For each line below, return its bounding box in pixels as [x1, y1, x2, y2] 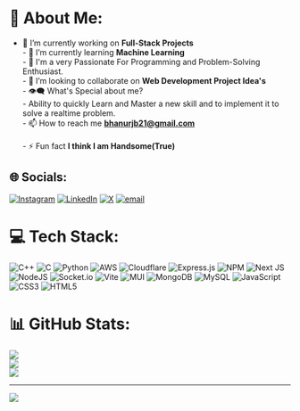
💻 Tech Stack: [9, 226, 120, 246]
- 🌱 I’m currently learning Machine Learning [21, 46, 185, 57]
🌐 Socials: [9, 169, 68, 185]
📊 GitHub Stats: [9, 314, 131, 333]
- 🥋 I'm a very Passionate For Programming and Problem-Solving [21, 56, 261, 67]
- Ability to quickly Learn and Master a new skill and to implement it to [21, 98, 279, 109]
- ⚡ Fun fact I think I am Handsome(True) [21, 140, 176, 151]
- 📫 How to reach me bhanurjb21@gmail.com [21, 118, 196, 128]
